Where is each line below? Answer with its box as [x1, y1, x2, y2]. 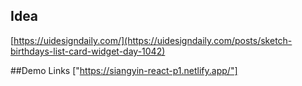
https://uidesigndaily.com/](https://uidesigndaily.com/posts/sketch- [13, 34, 293, 46]
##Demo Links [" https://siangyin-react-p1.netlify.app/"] [10, 64, 238, 76]
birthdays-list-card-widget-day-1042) [10, 45, 166, 57]
